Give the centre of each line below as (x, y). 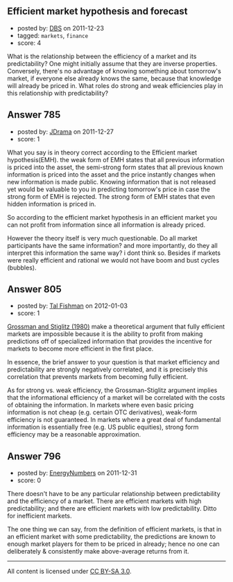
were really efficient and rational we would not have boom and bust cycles (113, 260)
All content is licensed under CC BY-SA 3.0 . (69, 572)
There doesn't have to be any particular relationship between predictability (114, 494)
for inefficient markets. (40, 516)
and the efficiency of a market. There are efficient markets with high (104, 501)
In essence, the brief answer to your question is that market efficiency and (113, 362)
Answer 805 (35, 289)
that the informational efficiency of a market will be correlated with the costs (116, 398)
